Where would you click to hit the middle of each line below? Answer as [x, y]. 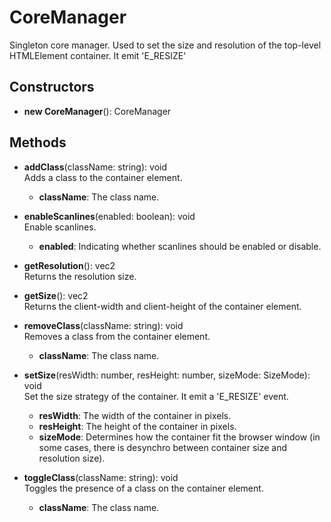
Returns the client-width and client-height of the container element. [162, 306]
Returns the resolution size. [80, 276]
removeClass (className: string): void [103, 325]
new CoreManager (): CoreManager [97, 111]
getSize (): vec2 [56, 295]
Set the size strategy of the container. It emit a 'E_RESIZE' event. [156, 396]
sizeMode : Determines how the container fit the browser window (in [179, 437]
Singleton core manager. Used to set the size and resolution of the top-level [165, 45]
